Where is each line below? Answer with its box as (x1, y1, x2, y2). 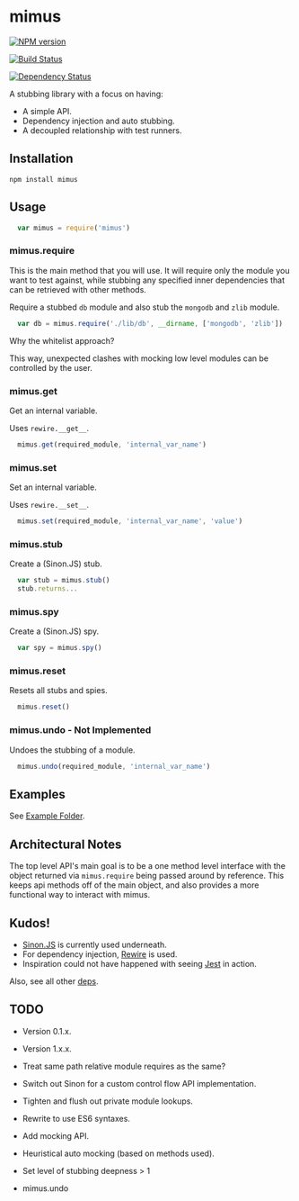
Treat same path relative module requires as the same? (22, 1061, 226, 1071)
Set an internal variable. (9, 482, 97, 492)
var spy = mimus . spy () (17, 644, 102, 653)
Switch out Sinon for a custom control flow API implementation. (22, 1078, 257, 1088)
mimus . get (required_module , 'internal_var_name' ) (17, 439, 207, 449)
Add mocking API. (22, 1130, 90, 1141)
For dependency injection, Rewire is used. (22, 948, 178, 960)
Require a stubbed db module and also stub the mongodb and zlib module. (9, 302, 280, 312)
